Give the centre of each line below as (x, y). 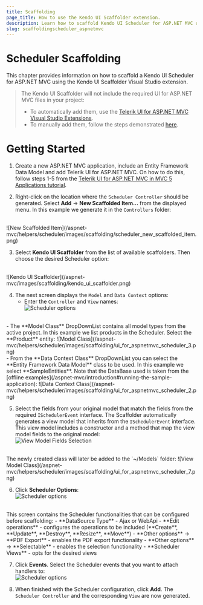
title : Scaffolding (31, 12)
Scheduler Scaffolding (64, 59)
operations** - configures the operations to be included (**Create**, (92, 528)
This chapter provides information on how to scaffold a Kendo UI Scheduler (100, 76)
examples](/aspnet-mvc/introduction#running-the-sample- (98, 378)
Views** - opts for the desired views (52, 553)
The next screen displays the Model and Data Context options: (92, 295)
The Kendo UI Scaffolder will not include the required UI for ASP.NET (107, 94)
